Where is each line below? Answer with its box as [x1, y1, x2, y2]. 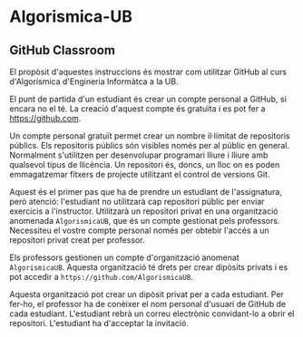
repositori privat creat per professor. [9, 235, 145, 246]
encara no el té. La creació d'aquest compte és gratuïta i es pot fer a [9, 103, 266, 114]
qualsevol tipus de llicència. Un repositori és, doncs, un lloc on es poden [9, 159, 280, 169]
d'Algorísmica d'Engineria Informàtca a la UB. [9, 76, 179, 87]
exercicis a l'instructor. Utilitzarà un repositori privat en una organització [9, 206, 279, 217]
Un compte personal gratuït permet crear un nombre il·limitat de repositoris [9, 130, 290, 141]
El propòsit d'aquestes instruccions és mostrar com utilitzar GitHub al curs [9, 66, 288, 77]
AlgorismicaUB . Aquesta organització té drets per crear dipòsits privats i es [9, 262, 288, 273]
